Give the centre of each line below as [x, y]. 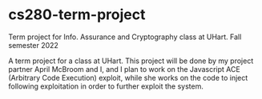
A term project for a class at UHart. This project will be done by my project [131, 61]
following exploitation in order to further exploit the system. [106, 86]
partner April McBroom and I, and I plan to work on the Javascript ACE [124, 69]
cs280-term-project [77, 15]
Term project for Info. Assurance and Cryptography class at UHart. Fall [125, 37]
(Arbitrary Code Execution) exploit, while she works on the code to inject [128, 77]
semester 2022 [33, 45]
